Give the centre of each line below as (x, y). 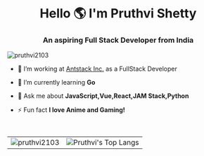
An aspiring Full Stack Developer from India (118, 41)
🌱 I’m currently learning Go (56, 83)
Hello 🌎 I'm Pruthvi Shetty (118, 14)
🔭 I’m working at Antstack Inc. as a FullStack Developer (97, 69)
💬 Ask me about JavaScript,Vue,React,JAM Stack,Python (103, 96)
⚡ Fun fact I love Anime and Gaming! (71, 110)
